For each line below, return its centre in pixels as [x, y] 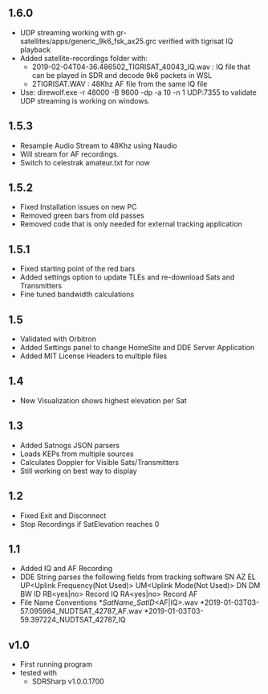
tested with [39, 673]
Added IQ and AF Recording [66, 569]
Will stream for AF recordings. [69, 154]
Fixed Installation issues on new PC [78, 207]
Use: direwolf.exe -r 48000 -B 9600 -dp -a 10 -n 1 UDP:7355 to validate [138, 92]
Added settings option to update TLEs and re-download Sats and [127, 277]
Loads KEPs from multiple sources [77, 454]
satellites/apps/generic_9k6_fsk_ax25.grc [88, 41]
